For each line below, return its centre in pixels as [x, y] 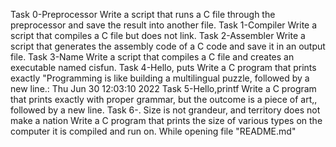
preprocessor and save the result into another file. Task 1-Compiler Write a [164, 25]
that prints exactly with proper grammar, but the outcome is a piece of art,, [164, 99]
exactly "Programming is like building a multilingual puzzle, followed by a [160, 78]
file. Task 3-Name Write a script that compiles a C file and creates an [152, 57]
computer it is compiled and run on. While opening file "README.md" [153, 131]
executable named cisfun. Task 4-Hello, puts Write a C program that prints [163, 67]
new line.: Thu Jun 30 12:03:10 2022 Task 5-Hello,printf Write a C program [163, 88]
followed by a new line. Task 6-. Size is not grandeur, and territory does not [165, 110]
